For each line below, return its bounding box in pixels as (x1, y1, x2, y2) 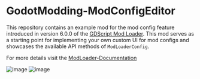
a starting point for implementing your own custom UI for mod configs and (6, 36, 190, 43)
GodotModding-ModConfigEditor (6, 4, 175, 18)
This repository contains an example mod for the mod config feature (6, 24, 175, 31)
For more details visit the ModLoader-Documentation (6, 54, 137, 61)
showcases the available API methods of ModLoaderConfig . (6, 43, 150, 50)
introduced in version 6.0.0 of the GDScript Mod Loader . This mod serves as (6, 30, 195, 37)
